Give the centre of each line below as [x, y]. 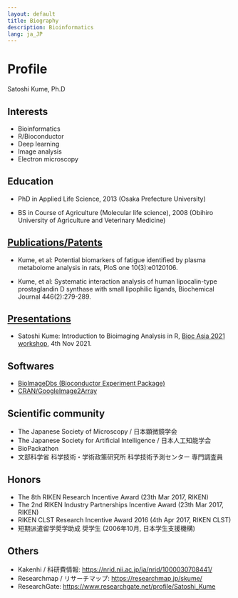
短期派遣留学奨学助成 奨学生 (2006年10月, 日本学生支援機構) [107, 528]
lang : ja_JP [25, 34]
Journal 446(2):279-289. [54, 296]
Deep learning [38, 144]
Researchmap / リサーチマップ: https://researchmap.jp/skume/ [110, 578]
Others [23, 551]
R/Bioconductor [41, 136]
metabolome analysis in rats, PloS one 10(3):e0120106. [98, 267]
